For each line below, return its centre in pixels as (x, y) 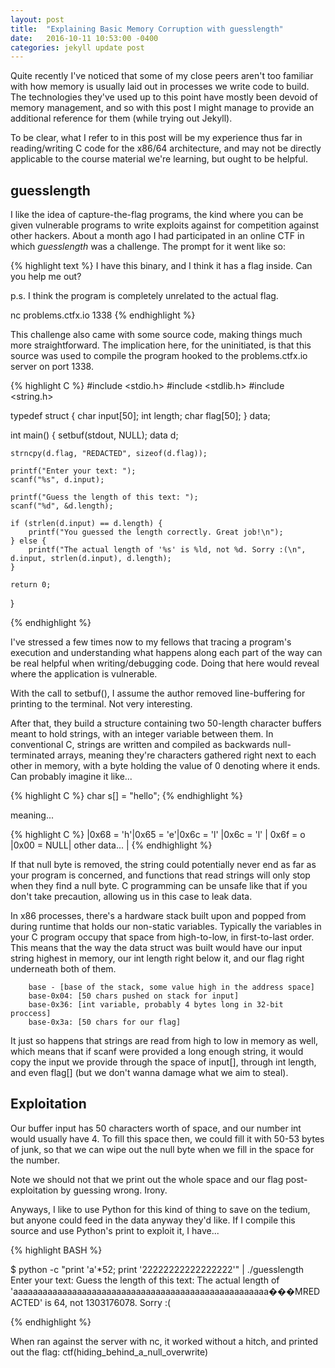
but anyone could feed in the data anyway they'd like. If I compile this (153, 1220)
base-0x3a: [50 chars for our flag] (105, 1022)
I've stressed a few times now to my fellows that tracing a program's (151, 642)
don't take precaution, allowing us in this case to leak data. (131, 897)
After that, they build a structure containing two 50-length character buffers (166, 723)
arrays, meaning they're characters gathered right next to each (186, 755)
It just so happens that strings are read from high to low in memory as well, (164, 1041)
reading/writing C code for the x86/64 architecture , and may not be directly (166, 148)
